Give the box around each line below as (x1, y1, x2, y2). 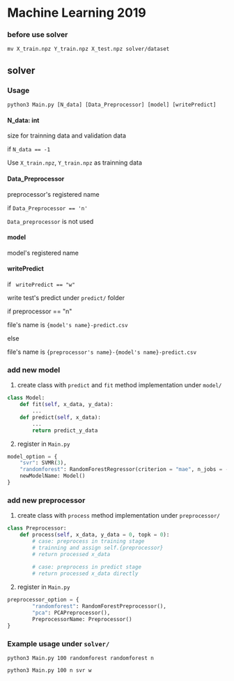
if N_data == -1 (7, 145, 51, 154)
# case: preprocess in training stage (32, 537, 145, 545)
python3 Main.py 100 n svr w (7, 666, 92, 674)
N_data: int (7, 116, 40, 124)
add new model (7, 365, 61, 375)
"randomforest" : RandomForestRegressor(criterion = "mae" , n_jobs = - (19, 466, 229, 473)
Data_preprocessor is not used (7, 217, 94, 225)
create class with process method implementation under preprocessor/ (17, 511, 221, 520)
